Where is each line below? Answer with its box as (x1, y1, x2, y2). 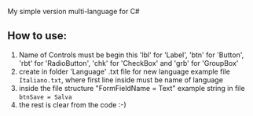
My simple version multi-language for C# (7, 7, 140, 16)
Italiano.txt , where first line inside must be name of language (18, 74, 223, 85)
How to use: (7, 29, 68, 42)
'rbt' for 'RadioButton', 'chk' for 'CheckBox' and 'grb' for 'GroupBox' (18, 58, 239, 67)
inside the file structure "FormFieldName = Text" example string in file (18, 83, 245, 92)
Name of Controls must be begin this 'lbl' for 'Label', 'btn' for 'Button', (18, 50, 244, 60)
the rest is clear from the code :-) (18, 100, 126, 109)
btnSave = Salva (18, 93, 72, 101)
